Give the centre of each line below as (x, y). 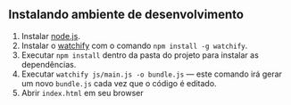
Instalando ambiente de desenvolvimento (126, 15)
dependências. (49, 64)
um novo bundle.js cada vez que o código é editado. (119, 83)
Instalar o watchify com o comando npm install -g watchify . (134, 45)
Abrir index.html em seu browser (82, 93)
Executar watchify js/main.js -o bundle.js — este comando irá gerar (152, 74)
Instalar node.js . (51, 36)
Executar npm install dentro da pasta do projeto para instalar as (140, 55)
